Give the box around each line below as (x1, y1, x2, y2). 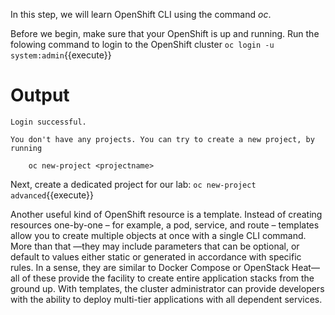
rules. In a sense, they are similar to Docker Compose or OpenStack (10, 261, 290, 273)
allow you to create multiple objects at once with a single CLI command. (10, 229, 307, 241)
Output (10, 84, 70, 107)
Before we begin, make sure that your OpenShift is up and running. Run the (10, 28, 320, 39)
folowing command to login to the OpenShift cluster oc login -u (10, 39, 275, 50)
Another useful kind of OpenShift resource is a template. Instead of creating (10, 208, 323, 220)
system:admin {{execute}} (10, 49, 112, 61)
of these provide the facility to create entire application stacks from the (21, 272, 315, 284)
